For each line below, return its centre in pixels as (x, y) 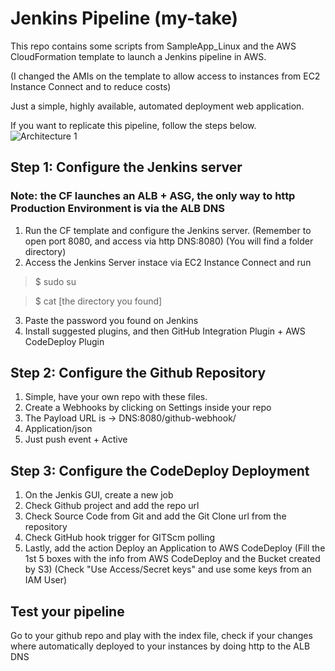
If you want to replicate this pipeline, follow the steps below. (133, 125)
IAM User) (46, 580)
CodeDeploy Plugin (64, 341)
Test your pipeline (67, 611)
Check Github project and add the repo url (112, 506)
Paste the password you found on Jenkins (111, 320)
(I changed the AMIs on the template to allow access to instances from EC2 (165, 76)
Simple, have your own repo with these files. (116, 397)
